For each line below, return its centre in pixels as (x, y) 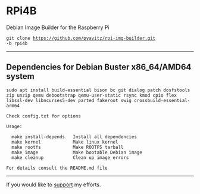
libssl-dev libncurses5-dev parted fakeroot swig (69, 100)
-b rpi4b (17, 43)
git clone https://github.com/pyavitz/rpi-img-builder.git (81, 38)
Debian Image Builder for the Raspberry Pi (58, 27)
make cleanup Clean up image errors (70, 158)
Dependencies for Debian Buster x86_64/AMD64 (99, 67)
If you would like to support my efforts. (54, 185)
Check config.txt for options (44, 116)
